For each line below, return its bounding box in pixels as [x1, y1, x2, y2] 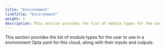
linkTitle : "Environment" [5, 12, 58, 17]
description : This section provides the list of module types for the [5, 21, 153, 26]
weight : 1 [5, 16, 26, 21]
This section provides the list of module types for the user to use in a [5, 34, 144, 40]
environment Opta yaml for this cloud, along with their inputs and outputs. [5, 40, 154, 46]
